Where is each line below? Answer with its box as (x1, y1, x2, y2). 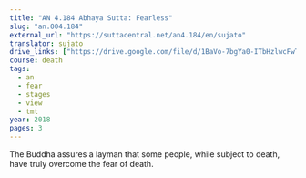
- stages (17, 89, 51, 99)
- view (17, 98, 43, 108)
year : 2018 (9, 115, 51, 124)
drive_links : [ (9, 47, 67, 57)
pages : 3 (9, 124, 43, 133)
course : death (9, 56, 64, 65)
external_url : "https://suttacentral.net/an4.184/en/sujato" (9, 30, 247, 39)
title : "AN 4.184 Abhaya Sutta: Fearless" (9, 13, 173, 23)
